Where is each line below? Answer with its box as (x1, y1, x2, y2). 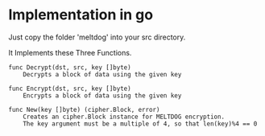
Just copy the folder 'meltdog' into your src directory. (8, 32, 186, 42)
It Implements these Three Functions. (8, 47, 132, 57)
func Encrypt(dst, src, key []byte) (8, 84, 131, 93)
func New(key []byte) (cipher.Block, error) (8, 105, 160, 113)
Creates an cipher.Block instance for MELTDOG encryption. (23, 113, 226, 121)
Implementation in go (8, 6, 154, 24)
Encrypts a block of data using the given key (23, 91, 182, 100)
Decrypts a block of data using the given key (23, 70, 182, 78)
